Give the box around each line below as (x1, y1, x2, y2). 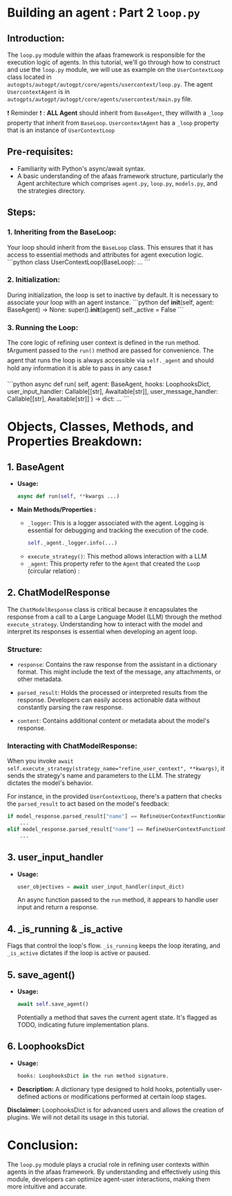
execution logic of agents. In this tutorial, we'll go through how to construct (7, 58, 221, 66)
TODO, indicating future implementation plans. (17, 1020, 150, 1029)
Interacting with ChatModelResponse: (7, 741, 138, 750)
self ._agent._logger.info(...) (27, 539, 118, 546)
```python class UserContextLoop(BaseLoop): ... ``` (7, 257, 151, 266)
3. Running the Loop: (7, 323, 79, 332)
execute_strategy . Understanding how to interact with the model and (7, 619, 203, 628)
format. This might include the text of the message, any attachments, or (17, 667, 222, 676)
